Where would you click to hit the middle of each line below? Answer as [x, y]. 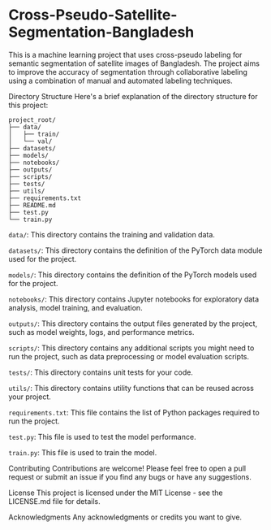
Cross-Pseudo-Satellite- [93, 15]
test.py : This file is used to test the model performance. [102, 437]
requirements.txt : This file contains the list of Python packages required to [134, 412]
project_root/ [32, 119]
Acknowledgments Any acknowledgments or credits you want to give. [125, 517]
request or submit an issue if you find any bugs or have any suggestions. [130, 476]
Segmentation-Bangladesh [101, 32]
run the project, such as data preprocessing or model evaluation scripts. [129, 356]
